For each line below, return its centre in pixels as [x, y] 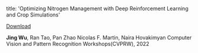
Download [19, 26]
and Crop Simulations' [33, 15]
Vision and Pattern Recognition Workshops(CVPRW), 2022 [78, 44]
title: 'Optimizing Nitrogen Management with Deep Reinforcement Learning [97, 9]
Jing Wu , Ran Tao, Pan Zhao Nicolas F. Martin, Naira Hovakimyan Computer [99, 37]
